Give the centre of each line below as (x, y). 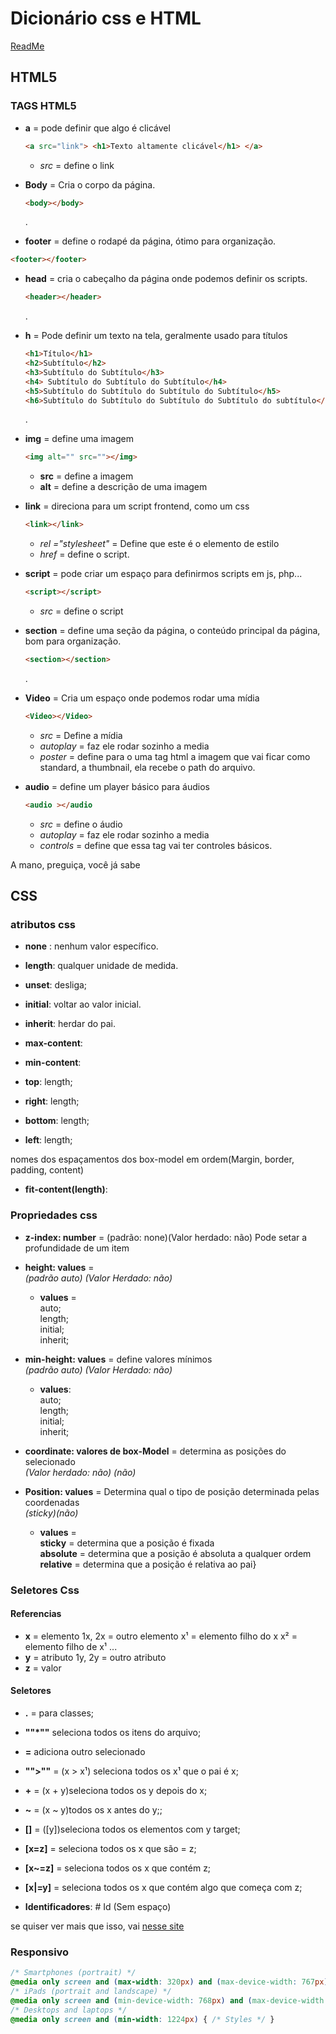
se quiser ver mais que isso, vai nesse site (97, 1926)
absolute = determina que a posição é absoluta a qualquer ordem (175, 1553)
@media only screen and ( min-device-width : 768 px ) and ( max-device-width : (169, 2000)
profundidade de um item (77, 1248)
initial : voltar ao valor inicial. (83, 1004)
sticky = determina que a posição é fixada (127, 1543)
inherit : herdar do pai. (70, 1024)
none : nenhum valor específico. (91, 946)
